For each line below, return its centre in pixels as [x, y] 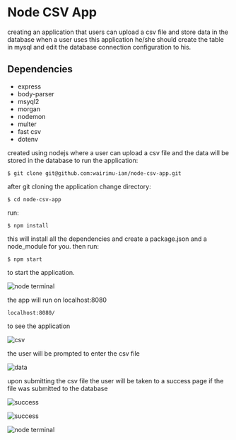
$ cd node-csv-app [34, 199]
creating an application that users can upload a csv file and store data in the [118, 32]
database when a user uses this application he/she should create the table [116, 39]
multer [27, 124]
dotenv [28, 139]
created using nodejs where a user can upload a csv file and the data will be [118, 152]
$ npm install [28, 225]
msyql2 [28, 101]
